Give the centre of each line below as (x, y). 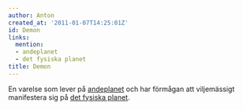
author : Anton (32, 15)
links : (19, 37)
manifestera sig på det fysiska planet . (69, 97)
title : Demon (30, 67)
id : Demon (24, 30)
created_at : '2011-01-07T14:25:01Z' (68, 23)
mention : (30, 45)
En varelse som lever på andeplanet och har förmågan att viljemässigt (121, 89)
